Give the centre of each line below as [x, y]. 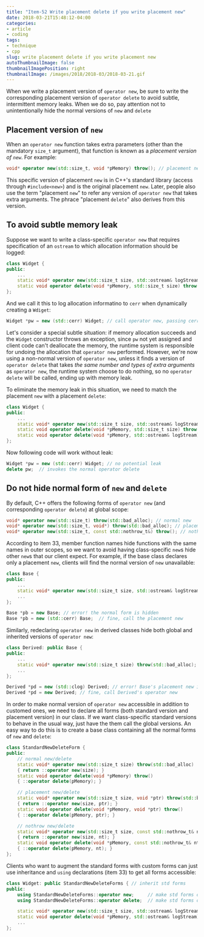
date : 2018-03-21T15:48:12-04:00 [49, 18]
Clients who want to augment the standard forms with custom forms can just [102, 865]
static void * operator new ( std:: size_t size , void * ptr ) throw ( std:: [107, 798]
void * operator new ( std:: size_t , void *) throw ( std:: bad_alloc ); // [93, 526]
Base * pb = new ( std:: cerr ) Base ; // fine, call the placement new [95, 619]
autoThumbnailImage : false [40, 63]
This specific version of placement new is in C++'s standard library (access [100, 180]
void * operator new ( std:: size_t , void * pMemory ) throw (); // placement [99, 169]
